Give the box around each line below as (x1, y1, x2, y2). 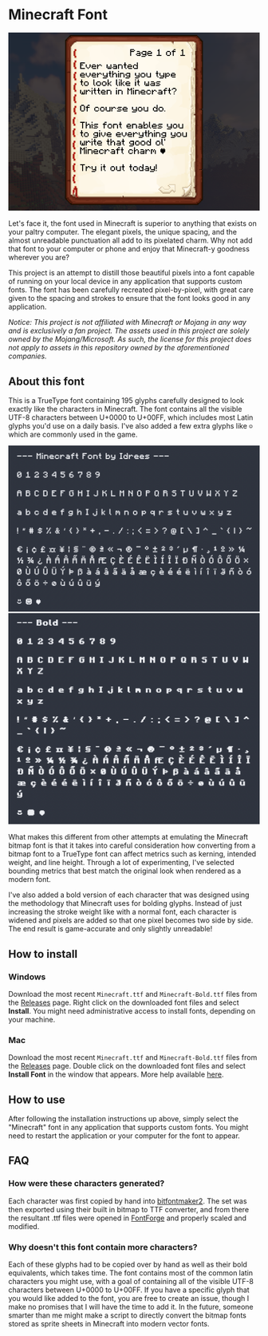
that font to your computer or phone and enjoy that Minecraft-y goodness (8, 244, 250, 254)
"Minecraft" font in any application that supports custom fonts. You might (8, 1123, 249, 1132)
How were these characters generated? (8, 1178, 165, 1189)
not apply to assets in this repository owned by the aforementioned (8, 343, 230, 353)
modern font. (8, 875, 52, 884)
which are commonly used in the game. (8, 429, 138, 440)
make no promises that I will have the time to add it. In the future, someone (8, 1302, 254, 1311)
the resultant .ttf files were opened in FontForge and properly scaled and (8, 1213, 247, 1223)
